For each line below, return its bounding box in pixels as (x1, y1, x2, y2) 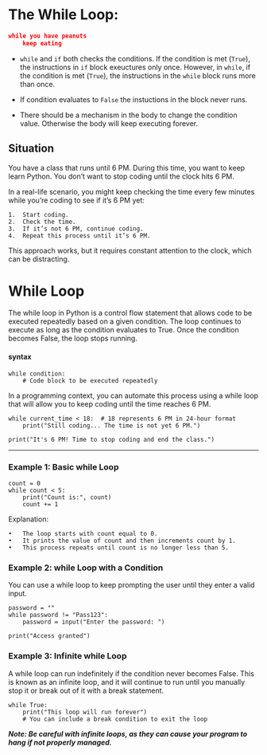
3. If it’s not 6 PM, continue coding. (8, 225, 145, 233)
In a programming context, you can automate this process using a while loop (8, 391, 259, 400)
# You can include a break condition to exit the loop (22, 715, 208, 723)
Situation (8, 142, 54, 155)
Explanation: (8, 514, 49, 524)
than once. (19, 79, 56, 88)
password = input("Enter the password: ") (22, 618, 165, 627)
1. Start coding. (8, 210, 69, 218)
